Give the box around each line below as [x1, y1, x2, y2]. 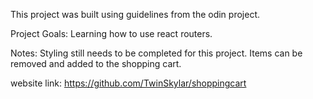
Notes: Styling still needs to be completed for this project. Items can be [10, 47, 303, 59]
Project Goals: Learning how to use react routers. [10, 28, 213, 39]
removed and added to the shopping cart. [10, 58, 182, 69]
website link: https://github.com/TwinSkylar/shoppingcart [10, 77, 247, 89]
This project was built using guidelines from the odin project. [10, 9, 260, 20]
